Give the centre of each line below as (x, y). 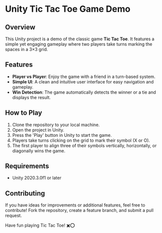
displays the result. (31, 97)
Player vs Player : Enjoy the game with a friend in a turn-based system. (84, 77)
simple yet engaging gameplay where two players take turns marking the (79, 44)
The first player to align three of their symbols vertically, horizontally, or (84, 145)
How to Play (24, 113)
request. (13, 216)
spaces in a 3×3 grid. (27, 49)
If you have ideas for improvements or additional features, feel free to (75, 205)
